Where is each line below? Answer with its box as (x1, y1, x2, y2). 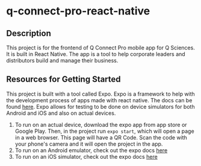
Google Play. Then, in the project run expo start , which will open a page (14, 128, 194, 135)
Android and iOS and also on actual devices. (6, 109, 116, 117)
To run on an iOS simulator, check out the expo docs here (14, 153, 158, 160)
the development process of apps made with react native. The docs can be (6, 96, 193, 103)
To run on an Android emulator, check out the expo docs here (14, 146, 168, 154)
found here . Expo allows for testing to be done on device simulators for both (6, 103, 195, 110)
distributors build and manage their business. (6, 57, 119, 64)
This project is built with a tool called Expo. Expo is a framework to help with (6, 90, 196, 97)
